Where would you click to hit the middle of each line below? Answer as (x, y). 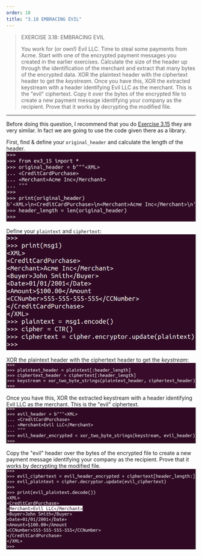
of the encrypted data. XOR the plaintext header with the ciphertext (104, 74)
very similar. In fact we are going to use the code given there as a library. (96, 130)
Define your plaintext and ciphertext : (54, 231)
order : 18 (19, 13)
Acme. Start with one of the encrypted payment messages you (99, 55)
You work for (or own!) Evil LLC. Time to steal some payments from (104, 49)
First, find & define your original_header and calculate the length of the (95, 142)
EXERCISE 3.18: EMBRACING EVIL (63, 37)
